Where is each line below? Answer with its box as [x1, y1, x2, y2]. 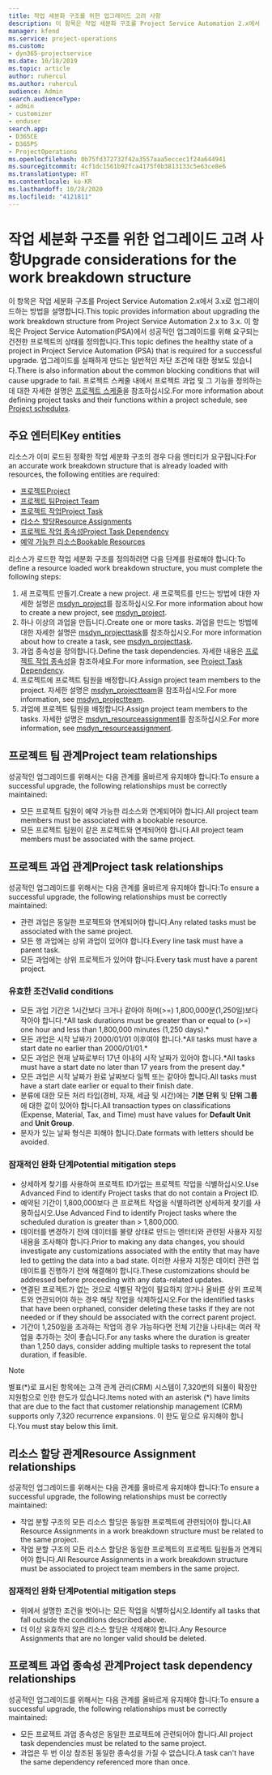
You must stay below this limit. [16, 1421, 119, 1431]
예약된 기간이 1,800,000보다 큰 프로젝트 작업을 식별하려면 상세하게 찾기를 [19, 1197, 253, 1208]
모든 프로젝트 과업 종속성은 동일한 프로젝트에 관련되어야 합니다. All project [19, 1729, 253, 1739]
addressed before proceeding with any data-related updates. [19, 1274, 224, 1285]
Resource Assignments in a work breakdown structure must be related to [19, 1526, 264, 1536]
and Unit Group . [19, 1118, 74, 1128]
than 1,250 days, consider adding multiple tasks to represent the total [19, 1341, 251, 1350]
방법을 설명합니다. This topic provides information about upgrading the [29, 306, 261, 316]
